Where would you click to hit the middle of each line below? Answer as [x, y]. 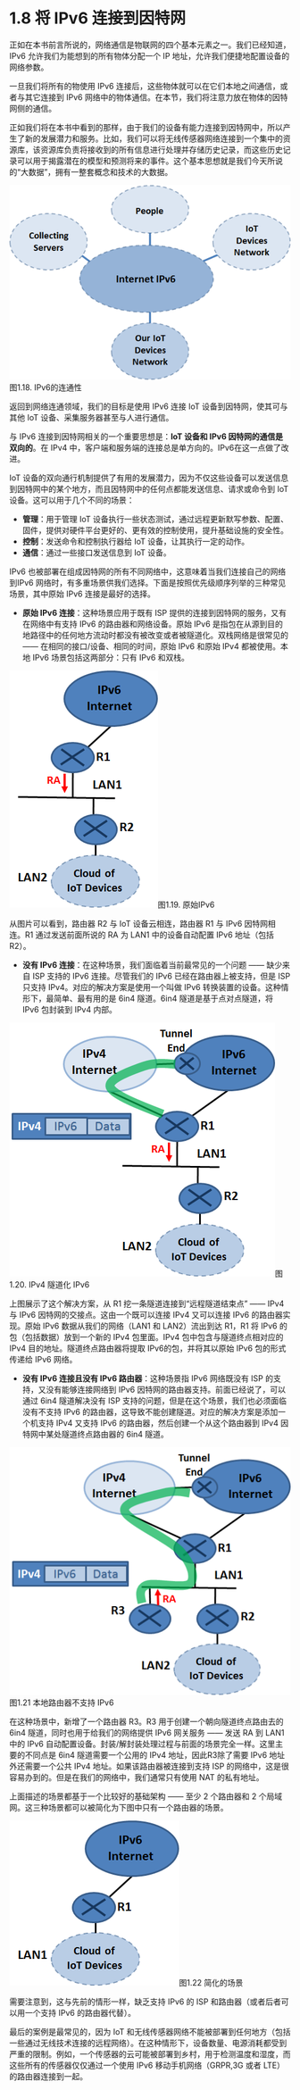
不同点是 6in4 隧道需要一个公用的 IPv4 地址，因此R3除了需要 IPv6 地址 [155, 1755]
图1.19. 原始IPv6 [186, 904]
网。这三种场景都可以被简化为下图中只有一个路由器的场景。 [119, 1808]
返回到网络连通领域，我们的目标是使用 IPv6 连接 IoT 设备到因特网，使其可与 [149, 406]
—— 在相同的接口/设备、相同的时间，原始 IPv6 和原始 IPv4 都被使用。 [151, 646]
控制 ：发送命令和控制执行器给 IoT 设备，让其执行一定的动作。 [136, 541]
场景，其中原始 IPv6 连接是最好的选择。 [83, 594]
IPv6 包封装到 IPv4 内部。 [70, 1009]
